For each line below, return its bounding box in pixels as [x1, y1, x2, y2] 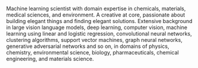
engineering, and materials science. [6, 56, 94, 62]
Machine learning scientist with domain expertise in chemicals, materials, [6, 5, 186, 12]
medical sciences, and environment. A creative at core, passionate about [6, 11, 185, 18]
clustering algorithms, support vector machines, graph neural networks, [6, 37, 183, 43]
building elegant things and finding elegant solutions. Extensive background [6, 18, 193, 24]
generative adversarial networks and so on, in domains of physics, [6, 43, 169, 50]
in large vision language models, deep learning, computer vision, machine [6, 24, 188, 31]
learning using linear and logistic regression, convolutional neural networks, [6, 30, 192, 37]
